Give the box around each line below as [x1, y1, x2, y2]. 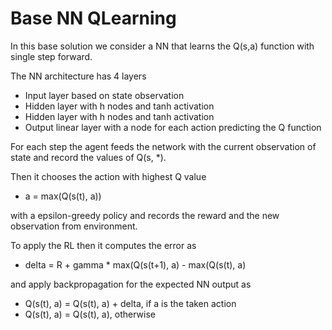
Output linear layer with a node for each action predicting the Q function [24, 121, 322, 133]
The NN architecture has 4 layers [10, 70, 147, 82]
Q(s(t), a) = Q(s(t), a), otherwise [24, 308, 156, 320]
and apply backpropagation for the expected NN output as [10, 278, 252, 290]
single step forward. [10, 50, 93, 62]
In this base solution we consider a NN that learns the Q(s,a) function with [10, 40, 315, 52]
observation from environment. [10, 220, 138, 232]
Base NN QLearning [10, 7, 177, 30]
